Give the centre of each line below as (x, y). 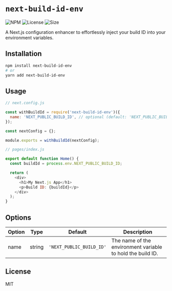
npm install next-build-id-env (39, 66)
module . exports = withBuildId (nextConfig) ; (52, 140)
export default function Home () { (42, 159)
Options (18, 217)
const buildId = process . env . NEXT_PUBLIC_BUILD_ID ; (66, 164)
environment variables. (29, 37)
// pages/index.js (25, 150)
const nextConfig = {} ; (31, 131)
